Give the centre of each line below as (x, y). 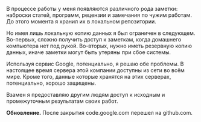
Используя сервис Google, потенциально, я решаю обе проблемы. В (95, 64)
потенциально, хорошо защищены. (51, 83)
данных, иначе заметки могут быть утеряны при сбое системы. (88, 52)
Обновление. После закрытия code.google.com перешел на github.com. (100, 113)
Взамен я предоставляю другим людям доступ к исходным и (86, 95)
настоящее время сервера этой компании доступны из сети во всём (96, 70)
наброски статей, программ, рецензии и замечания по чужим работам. (99, 15)
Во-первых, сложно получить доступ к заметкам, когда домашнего (94, 39)
